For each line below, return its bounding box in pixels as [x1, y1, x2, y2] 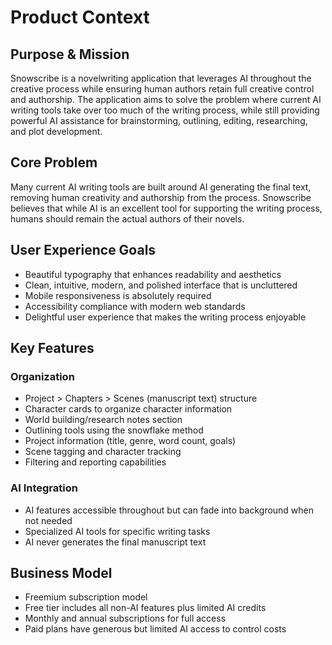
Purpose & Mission [10, 46, 130, 63]
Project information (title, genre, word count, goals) [24, 435, 237, 447]
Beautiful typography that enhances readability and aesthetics [24, 268, 282, 280]
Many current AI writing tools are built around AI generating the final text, [10, 181, 312, 193]
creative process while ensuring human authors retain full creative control [10, 83, 315, 95]
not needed [24, 514, 73, 526]
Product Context [10, 6, 150, 29]
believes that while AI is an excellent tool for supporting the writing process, [10, 202, 323, 214]
